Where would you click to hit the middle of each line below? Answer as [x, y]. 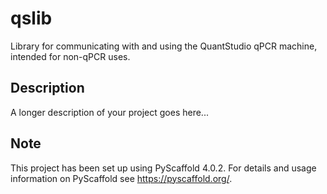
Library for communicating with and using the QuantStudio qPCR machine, [164, 46]
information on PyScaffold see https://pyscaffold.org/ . [121, 178]
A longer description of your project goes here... [109, 112]
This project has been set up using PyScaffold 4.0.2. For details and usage [163, 168]
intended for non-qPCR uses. [70, 56]
